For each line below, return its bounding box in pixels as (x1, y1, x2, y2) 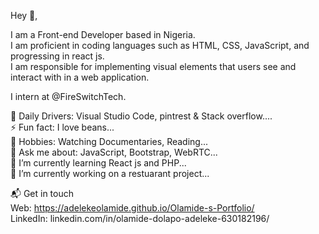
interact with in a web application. (10, 71, 150, 83)
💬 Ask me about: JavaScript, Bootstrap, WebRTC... (10, 146, 218, 158)
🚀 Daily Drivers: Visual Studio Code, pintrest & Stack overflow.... (10, 110, 273, 122)
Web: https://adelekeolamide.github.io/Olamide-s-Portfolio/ (10, 202, 255, 214)
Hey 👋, (10, 10, 38, 21)
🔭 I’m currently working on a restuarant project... (10, 168, 210, 179)
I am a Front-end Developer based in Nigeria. (10, 29, 196, 40)
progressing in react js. (10, 50, 105, 62)
